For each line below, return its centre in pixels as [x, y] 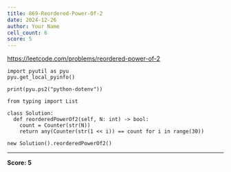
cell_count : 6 [27, 33]
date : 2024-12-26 [32, 20]
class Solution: [30, 114]
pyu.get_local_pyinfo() [41, 77]
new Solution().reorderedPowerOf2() [59, 144]
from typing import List [43, 101]
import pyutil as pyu [38, 72]
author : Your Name [33, 26]
